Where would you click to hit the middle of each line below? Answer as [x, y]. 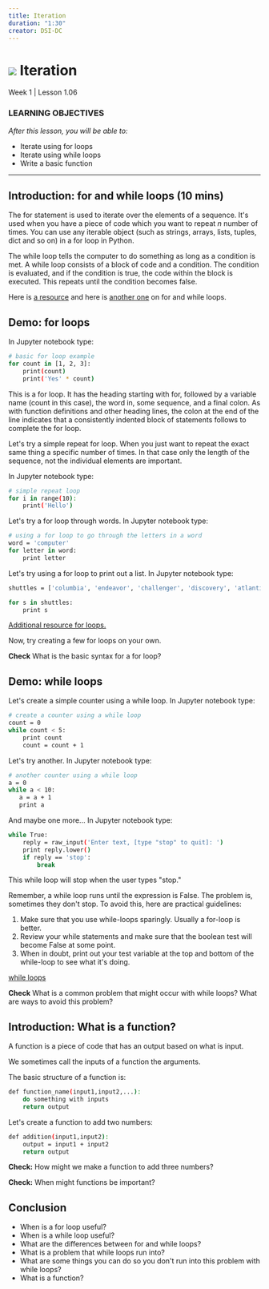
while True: [28, 835]
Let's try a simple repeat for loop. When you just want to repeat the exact [129, 443]
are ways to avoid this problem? [61, 1001]
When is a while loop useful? [67, 1235]
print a [32, 805]
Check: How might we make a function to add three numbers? [111, 1167]
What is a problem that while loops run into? [92, 1253]
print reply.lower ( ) [57, 850]
